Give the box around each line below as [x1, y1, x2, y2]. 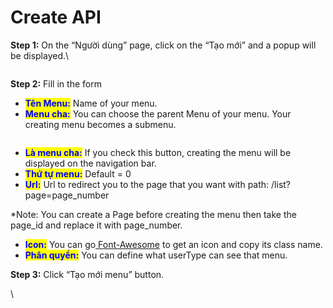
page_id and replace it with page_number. [10, 219, 183, 231]
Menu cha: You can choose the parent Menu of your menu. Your [24, 107, 292, 120]
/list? [271, 178, 292, 190]
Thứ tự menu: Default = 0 [24, 167, 132, 180]
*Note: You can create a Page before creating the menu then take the [10, 208, 297, 220]
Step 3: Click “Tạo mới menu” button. [10, 268, 165, 280]
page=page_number [24, 189, 110, 201]
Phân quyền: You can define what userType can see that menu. [24, 249, 288, 261]
